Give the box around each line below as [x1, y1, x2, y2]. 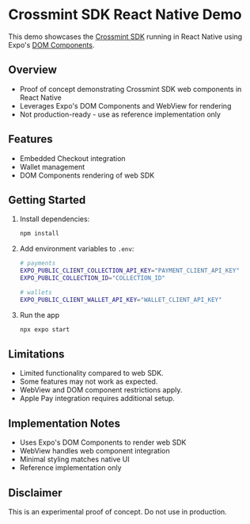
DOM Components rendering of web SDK [19, 170, 155, 180]
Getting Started [8, 193, 86, 207]
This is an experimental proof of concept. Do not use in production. [8, 507, 227, 516]
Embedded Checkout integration [19, 153, 126, 163]
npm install [19, 230, 59, 238]
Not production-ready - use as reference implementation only [19, 109, 222, 119]
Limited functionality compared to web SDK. [19, 369, 164, 378]
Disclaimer [8, 486, 62, 499]
